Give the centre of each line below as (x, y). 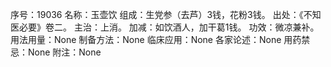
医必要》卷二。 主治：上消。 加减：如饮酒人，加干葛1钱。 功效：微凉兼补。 (165, 27)
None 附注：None (64, 52)
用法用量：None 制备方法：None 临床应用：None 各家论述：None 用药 (156, 39)
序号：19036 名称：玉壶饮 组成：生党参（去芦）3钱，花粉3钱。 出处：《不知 (166, 14)
